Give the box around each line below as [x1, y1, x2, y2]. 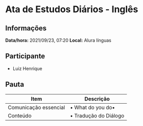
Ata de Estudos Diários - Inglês [5, 4, 138, 15]
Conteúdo [8, 112, 32, 119]
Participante [5, 52, 45, 60]
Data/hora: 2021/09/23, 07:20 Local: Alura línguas [5, 37, 111, 43]
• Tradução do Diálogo [70, 112, 125, 119]
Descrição [84, 95, 110, 102]
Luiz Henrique [12, 65, 42, 72]
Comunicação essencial [8, 104, 65, 111]
